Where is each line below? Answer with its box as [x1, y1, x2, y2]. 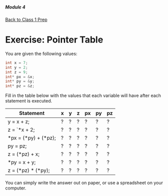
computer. [5, 185, 27, 191]
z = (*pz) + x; [8, 150, 40, 157]
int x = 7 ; [5, 60, 28, 65]
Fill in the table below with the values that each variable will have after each [5, 92, 161, 98]
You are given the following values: [5, 50, 78, 56]
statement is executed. [5, 98, 53, 104]
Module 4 [5, 4, 26, 10]
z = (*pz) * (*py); [8, 167, 50, 174]
